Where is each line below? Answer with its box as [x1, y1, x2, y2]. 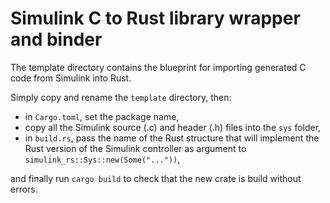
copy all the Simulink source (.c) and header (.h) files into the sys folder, [24, 121, 322, 133]
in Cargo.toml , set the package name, [24, 110, 180, 122]
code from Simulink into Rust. [10, 72, 132, 84]
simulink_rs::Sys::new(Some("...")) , [24, 153, 181, 165]
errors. [10, 183, 38, 195]
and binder [10, 28, 103, 51]
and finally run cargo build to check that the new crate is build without [10, 172, 302, 184]
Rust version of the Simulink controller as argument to [24, 142, 247, 154]
